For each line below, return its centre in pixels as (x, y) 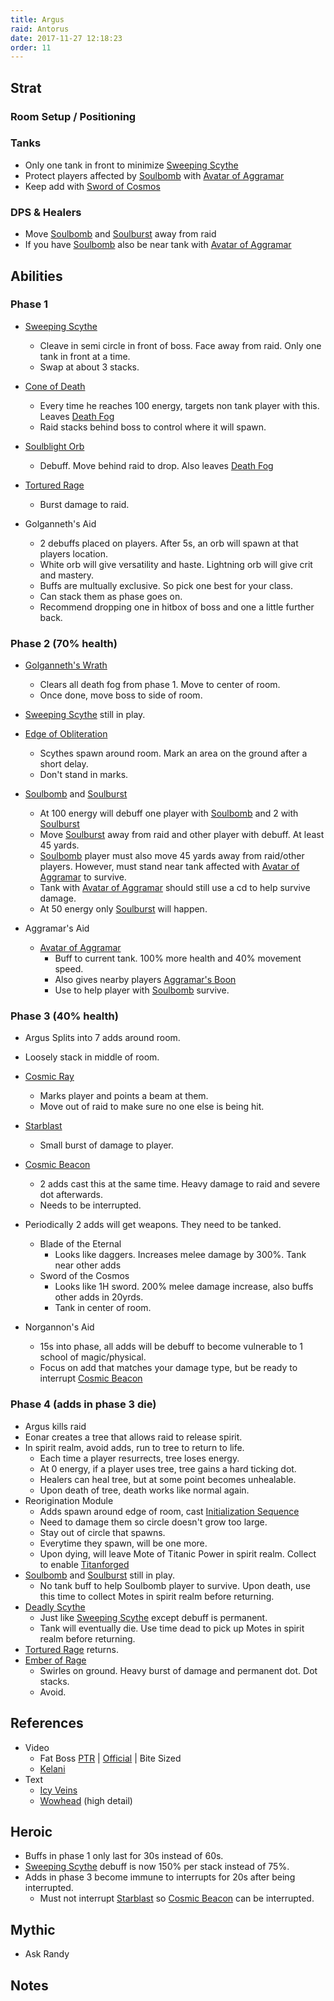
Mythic (33, 1929)
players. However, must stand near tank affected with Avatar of (169, 867)
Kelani (52, 1768)
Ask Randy (47, 1954)
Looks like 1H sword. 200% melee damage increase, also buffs (184, 1287)
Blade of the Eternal (80, 1244)
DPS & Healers (46, 212)
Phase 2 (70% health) (64, 643)
